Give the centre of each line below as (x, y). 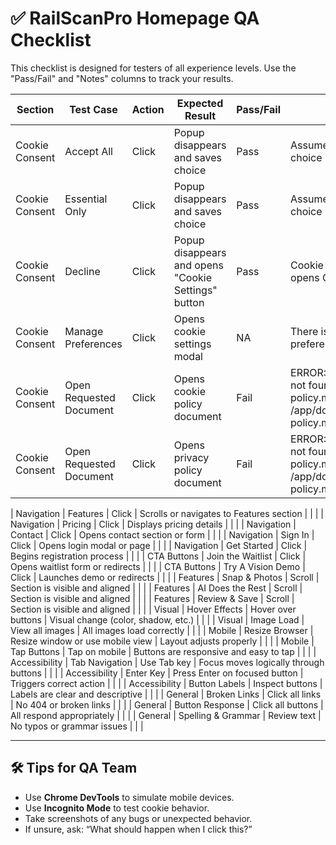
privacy (191, 457)
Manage (84, 331)
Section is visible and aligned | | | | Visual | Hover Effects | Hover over (153, 609)
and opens (198, 265)
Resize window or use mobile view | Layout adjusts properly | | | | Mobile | (162, 641)
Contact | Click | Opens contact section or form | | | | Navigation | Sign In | (162, 534)
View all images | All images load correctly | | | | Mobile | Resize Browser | (162, 630)
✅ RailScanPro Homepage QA (135, 18)
